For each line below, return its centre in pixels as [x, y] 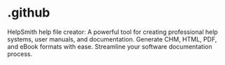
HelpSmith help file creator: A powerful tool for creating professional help [112, 32]
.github [29, 13]
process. [20, 54]
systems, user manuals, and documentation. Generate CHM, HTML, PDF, [112, 39]
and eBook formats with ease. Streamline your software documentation [110, 46]
